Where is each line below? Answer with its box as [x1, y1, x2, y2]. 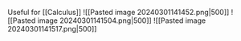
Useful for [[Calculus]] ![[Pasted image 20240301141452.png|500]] [7, 8, 230, 17]
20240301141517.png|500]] [7, 24, 97, 33]
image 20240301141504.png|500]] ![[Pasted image [37, 16, 206, 25]
